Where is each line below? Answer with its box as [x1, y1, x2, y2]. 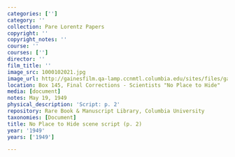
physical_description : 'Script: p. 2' [7, 101, 120, 108]
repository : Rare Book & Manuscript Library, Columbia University [7, 107, 205, 114]
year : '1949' [7, 127, 45, 134]
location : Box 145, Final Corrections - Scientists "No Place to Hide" [7, 82, 220, 89]
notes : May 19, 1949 [7, 95, 68, 102]
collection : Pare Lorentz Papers [7, 23, 105, 30]
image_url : [7, 75, 39, 82]
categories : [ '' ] [7, 10, 58, 17]
